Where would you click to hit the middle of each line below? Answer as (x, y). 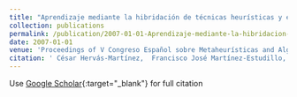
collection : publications (57, 26)
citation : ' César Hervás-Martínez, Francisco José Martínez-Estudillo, (148, 58)
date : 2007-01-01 (41, 42)
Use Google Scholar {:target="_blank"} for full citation (106, 83)
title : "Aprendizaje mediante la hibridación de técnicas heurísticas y (146, 17)
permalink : (29, 34)
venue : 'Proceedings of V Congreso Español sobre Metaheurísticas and (142, 50)
